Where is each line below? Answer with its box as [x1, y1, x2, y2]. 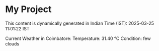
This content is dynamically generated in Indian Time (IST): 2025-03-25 [5, 20, 154, 26]
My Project [5, 4, 52, 15]
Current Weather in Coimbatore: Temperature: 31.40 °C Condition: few [5, 35, 151, 41]
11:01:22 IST [5, 25, 30, 31]
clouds [5, 40, 20, 46]
